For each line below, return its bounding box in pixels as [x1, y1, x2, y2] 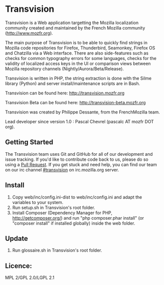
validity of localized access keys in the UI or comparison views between [5, 60, 151, 66]
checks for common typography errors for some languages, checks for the [5, 55, 157, 61]
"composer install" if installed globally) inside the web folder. [12, 220, 136, 226]
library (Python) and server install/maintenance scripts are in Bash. [5, 80, 140, 86]
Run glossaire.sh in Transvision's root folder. [12, 247, 102, 254]
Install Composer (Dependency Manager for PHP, [12, 210, 112, 216]
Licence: [5, 261, 32, 270]
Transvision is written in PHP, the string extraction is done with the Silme [5, 75, 152, 81]
